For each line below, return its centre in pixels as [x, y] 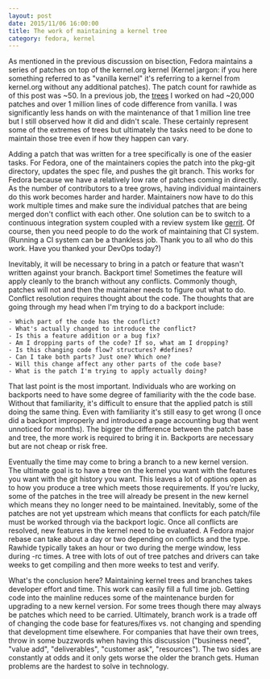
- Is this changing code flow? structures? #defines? [101, 350]
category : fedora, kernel [52, 38]
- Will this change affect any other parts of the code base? [115, 364]
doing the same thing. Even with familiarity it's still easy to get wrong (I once [135, 412]
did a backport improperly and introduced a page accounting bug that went [133, 421]
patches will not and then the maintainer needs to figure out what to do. [127, 290]
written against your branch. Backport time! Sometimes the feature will [126, 273]
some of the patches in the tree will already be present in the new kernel [129, 497]
